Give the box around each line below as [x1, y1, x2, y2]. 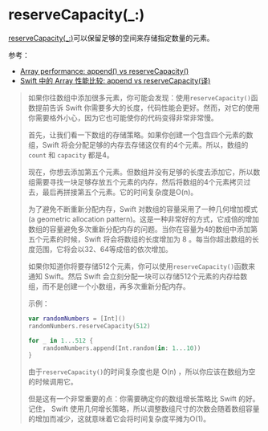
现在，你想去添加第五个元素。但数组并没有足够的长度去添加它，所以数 [27, 167, 261, 177]
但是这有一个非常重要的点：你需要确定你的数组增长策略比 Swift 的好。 [27, 394, 260, 404]
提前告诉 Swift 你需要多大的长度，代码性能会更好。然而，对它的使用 [35, 103, 260, 112]
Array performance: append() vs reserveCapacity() [19, 66, 189, 75]
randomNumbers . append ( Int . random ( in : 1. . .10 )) [43, 344, 201, 352]
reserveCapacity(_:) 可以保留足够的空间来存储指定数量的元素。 [8, 33, 214, 43]
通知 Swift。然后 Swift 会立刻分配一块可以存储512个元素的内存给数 [27, 271, 248, 281]
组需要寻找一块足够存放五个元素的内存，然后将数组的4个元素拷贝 [27, 177, 244, 186]
